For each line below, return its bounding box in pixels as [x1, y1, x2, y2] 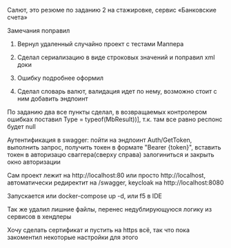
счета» [7, 13, 28, 21]
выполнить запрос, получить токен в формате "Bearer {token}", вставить [7, 143, 222, 151]
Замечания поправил [7, 27, 70, 34]
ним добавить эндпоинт [17, 94, 88, 103]
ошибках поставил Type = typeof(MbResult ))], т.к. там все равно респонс [7, 115, 223, 123]
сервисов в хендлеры [7, 213, 72, 220]
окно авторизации [7, 158, 61, 166]
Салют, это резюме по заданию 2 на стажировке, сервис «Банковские [7, 6, 217, 14]
